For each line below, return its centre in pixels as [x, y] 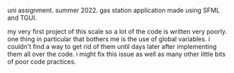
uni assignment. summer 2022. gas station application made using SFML [114, 10]
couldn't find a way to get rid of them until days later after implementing [112, 46]
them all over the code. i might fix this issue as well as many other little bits [116, 54]
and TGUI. [22, 18]
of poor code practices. [42, 62]
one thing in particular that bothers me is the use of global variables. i [109, 39]
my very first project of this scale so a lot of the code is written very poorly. [117, 32]
